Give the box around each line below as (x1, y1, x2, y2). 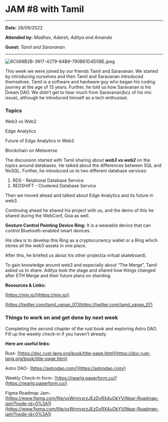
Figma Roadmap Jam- (5, 390, 51, 396)
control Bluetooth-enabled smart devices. (5, 228, 91, 234)
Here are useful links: (5, 341, 51, 347)
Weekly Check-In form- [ (5, 375, 56, 381)
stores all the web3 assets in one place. (5, 243, 86, 249)
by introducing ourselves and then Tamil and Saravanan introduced (5, 73, 143, 79)
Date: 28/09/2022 (5, 24, 43, 30)
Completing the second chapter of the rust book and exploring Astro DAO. (5, 326, 157, 332)
